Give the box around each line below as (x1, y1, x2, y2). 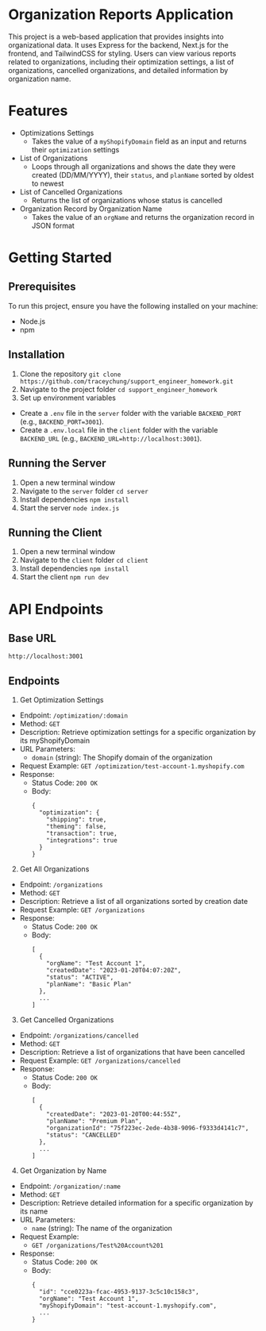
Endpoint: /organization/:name (19, 1181, 121, 1191)
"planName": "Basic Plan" (46, 980, 133, 989)
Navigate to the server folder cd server (19, 486, 148, 495)
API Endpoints (8, 600, 104, 618)
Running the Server (8, 456, 106, 470)
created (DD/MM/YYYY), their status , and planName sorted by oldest (31, 170, 254, 179)
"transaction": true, (46, 829, 118, 838)
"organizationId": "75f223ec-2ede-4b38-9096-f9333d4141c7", (46, 1125, 249, 1133)
